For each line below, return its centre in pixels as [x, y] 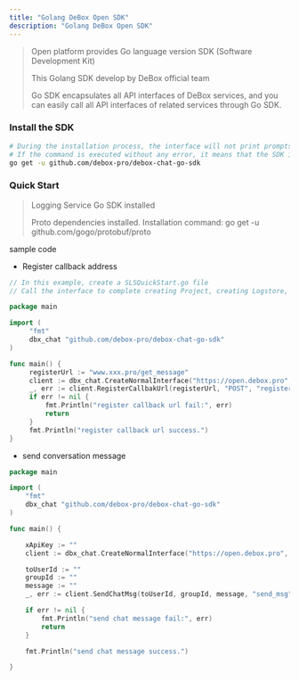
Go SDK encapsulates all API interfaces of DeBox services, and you [154, 95]
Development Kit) [63, 61]
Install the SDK [42, 127]
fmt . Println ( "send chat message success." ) [107, 651]
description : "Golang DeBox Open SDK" [81, 26]
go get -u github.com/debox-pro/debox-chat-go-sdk [105, 163]
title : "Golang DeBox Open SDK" [69, 17]
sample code [33, 249]
